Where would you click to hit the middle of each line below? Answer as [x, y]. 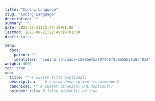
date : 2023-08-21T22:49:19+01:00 [39, 28]
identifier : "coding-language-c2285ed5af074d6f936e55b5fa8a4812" [82, 59]
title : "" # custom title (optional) [48, 78]
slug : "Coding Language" [31, 14]
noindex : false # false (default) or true [54, 91]
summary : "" [17, 23]
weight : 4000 [18, 64]
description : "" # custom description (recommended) [65, 82]
